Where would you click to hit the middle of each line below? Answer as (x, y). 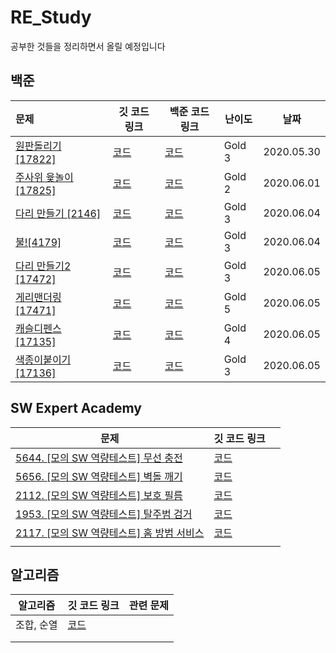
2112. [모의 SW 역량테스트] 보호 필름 (99, 495)
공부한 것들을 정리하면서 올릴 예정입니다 (88, 46)
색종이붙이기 (43, 359)
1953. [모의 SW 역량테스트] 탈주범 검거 (104, 514)
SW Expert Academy (76, 408)
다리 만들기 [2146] (58, 213)
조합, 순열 (36, 625)
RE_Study (51, 17)
